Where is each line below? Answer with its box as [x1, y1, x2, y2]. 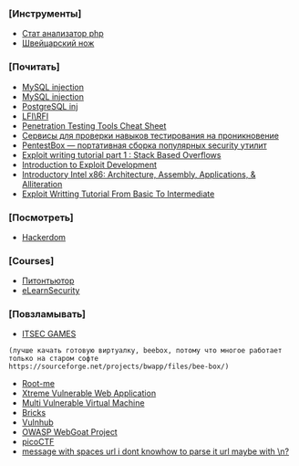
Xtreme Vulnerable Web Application [21, 387, 157, 399]
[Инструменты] [8, 7, 82, 20]
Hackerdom [21, 231, 66, 242]
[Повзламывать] [8, 308, 86, 321]
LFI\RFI [21, 111, 49, 122]
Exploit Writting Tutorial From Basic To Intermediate [21, 188, 215, 199]
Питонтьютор [21, 275, 75, 286]
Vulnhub [21, 417, 54, 428]
